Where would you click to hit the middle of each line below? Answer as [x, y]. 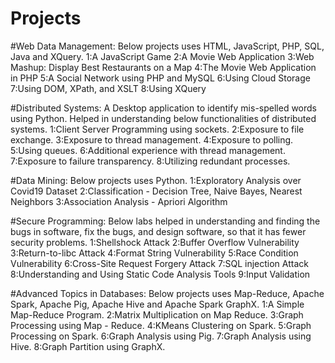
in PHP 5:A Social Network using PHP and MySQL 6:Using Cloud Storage [160, 78]
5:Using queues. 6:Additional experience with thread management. [148, 150]
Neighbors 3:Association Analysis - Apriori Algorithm [119, 201]
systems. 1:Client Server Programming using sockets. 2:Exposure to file [157, 129]
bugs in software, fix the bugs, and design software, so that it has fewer [158, 231]
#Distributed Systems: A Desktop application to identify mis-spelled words [163, 108]
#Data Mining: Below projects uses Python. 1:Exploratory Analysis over [156, 180]
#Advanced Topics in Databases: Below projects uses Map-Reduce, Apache [167, 293]
